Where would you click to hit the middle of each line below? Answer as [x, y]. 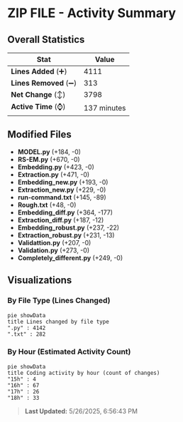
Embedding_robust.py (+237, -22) [68, 227]
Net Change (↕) [38, 94]
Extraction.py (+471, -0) [54, 174]
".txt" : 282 [27, 334]
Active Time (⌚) [38, 107]
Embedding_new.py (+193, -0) [63, 182]
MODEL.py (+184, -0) [49, 152]
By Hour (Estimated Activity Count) [69, 352]
